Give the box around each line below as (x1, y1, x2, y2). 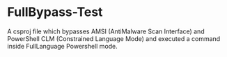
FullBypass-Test (7, 4, 103, 20)
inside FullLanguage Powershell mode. (7, 42, 118, 50)
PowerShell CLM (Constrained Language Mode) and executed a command (7, 34, 221, 42)
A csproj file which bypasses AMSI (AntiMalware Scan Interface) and (7, 27, 205, 35)
